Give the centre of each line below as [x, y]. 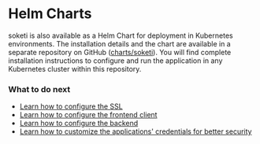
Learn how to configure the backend [79, 124]
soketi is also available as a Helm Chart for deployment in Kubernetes [121, 35]
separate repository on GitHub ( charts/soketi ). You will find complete [120, 52]
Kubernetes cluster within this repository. [75, 68]
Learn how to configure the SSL [71, 106]
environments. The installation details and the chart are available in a [119, 43]
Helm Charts [50, 14]
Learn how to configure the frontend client [88, 115]
